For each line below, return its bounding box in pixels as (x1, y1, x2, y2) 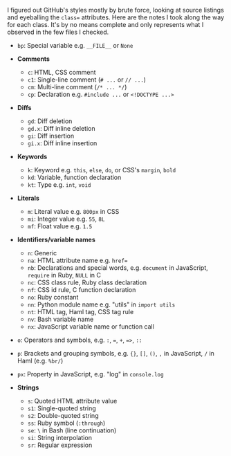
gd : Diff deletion (27, 117, 73, 125)
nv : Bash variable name (27, 315, 94, 323)
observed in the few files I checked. (7, 28, 109, 36)
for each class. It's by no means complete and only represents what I (7, 21, 204, 28)
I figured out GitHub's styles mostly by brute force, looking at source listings (7, 6, 225, 14)
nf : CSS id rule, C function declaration (27, 286, 136, 293)
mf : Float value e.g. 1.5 (27, 222, 93, 230)
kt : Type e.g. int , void (27, 181, 91, 189)
